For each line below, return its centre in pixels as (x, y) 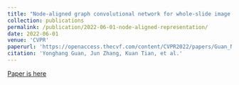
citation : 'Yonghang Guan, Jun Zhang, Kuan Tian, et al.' (95, 54)
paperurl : (22, 47)
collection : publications (46, 21)
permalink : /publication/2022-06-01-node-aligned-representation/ (108, 27)
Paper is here (27, 73)
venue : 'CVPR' (28, 40)
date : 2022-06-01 (33, 34)
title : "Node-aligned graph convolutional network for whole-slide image (119, 14)
